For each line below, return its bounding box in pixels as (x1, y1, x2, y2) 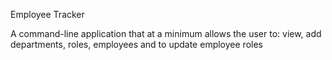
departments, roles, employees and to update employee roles (10, 39, 263, 50)
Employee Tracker (10, 9, 85, 20)
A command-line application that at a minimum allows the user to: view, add (10, 28, 322, 39)
